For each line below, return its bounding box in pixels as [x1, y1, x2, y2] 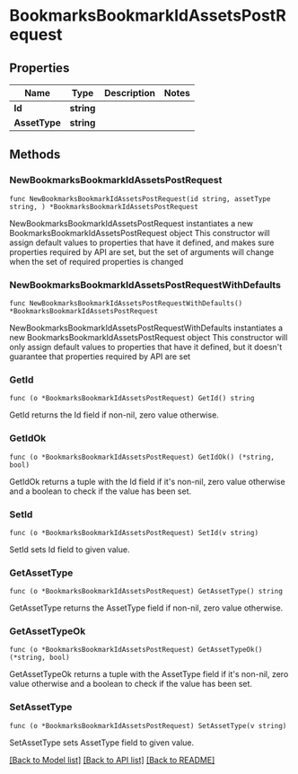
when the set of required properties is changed [9, 256, 184, 267]
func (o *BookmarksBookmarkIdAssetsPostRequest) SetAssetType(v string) [9, 721, 287, 730]
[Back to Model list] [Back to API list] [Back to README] [9, 754, 215, 765]
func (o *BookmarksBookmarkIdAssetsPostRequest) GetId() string [9, 394, 255, 403]
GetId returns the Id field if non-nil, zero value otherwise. [9, 409, 220, 420]
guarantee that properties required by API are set [9, 351, 191, 362]
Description [104, 87, 155, 99]
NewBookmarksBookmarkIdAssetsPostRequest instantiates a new [9, 217, 254, 229]
